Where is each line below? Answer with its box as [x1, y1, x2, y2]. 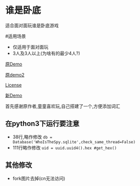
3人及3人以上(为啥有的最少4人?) [12, 50, 80, 56]
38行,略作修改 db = [12, 134, 52, 140]
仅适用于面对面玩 [12, 44, 49, 50]
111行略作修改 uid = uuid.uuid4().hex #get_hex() [12, 144, 117, 151]
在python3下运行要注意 [5, 120, 80, 128]
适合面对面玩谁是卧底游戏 [5, 22, 59, 28]
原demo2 [5, 71, 24, 78]
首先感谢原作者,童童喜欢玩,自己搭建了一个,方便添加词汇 [5, 103, 121, 109]
